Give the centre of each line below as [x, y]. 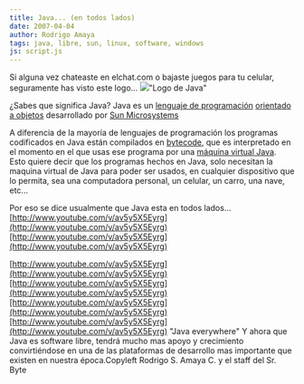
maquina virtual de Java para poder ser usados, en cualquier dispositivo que [152, 171]
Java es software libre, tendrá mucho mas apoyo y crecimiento [127, 341]
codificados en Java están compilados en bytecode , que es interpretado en [150, 142]
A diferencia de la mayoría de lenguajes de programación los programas [144, 133]
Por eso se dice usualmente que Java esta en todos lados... [120, 208]
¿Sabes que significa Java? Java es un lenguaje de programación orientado [150, 106]
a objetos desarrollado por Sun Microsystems [94, 115]
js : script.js [36, 52]
